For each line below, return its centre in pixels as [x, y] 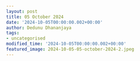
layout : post [22, 11]
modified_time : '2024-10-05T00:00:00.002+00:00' [66, 44]
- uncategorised [26, 38]
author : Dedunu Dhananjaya [39, 28]
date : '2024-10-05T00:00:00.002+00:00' [55, 22]
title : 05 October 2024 [35, 17]
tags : [13, 33]
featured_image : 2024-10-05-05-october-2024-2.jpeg [70, 49]
